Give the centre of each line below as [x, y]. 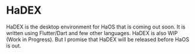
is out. [14, 46]
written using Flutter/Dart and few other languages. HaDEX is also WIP [92, 33]
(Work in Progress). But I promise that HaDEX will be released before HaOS [98, 39]
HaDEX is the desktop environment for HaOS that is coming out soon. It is [96, 27]
